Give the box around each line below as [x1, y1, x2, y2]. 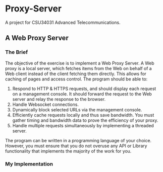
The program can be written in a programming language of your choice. [5, 137, 152, 143]
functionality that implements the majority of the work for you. [5, 148, 132, 154]
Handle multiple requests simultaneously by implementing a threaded [12, 122, 154, 128]
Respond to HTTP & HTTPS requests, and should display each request [12, 86, 156, 91]
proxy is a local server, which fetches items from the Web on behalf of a [5, 65, 152, 71]
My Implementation [5, 160, 54, 167]
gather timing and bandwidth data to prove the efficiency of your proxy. [12, 117, 159, 123]
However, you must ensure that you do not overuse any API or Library [5, 143, 148, 149]
